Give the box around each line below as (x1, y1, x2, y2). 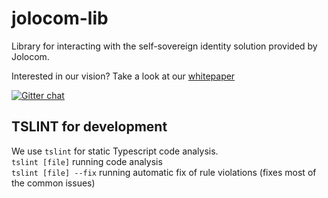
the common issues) (11, 177, 96, 189)
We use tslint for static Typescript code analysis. (11, 145, 219, 157)
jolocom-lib (11, 7, 109, 30)
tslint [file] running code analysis (11, 155, 163, 167)
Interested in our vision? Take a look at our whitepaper (11, 70, 236, 82)
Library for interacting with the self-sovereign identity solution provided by (11, 40, 318, 52)
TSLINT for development (11, 118, 168, 136)
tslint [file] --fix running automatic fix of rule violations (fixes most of (11, 166, 317, 178)
